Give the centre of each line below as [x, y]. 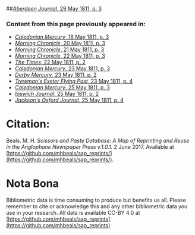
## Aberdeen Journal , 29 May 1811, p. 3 [54, 9]
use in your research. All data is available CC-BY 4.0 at [73, 213]
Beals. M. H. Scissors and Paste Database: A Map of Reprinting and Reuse [98, 141]
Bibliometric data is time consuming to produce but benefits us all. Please [96, 200]
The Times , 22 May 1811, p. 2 [50, 62]
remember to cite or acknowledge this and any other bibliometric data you [97, 206]
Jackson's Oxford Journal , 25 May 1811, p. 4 [69, 100]
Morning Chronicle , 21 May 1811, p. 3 [59, 49]
